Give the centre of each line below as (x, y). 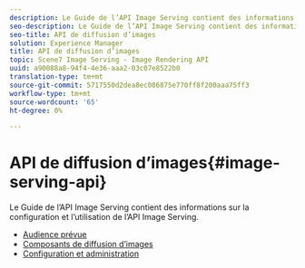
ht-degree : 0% (36, 110)
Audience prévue (55, 234)
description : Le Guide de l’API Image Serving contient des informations (152, 18)
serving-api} (58, 182)
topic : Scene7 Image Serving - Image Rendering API (109, 60)
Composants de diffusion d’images (88, 244)
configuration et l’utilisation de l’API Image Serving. (104, 217)
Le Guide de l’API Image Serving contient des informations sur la (129, 207)
